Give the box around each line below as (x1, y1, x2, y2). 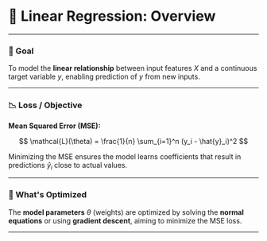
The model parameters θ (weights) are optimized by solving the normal (8, 207, 244, 217)
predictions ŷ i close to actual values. (8, 160, 128, 172)
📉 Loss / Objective (8, 99, 83, 111)
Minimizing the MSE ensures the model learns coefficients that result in (8, 151, 242, 161)
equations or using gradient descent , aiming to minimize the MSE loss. (8, 216, 242, 225)
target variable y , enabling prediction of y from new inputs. (8, 72, 200, 82)
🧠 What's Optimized (8, 189, 87, 200)
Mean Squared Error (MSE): (8, 121, 101, 130)
